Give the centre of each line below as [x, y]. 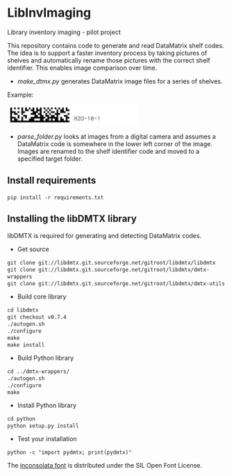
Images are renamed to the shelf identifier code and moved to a [108, 151]
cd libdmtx [23, 310]
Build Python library [45, 358]
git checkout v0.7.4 [37, 317]
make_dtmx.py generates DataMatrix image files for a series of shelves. [120, 81]
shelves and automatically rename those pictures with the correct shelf [109, 60]
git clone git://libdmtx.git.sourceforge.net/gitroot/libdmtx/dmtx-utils [116, 283]
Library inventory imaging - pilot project [64, 32]
